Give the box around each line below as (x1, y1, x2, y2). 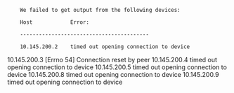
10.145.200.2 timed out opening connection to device (20, 43, 190, 50)
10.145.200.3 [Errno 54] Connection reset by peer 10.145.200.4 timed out (7, 56, 218, 64)
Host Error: (20, 19, 90, 26)
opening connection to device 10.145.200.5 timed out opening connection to (7, 63, 227, 71)
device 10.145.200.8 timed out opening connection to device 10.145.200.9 (7, 71, 219, 78)
